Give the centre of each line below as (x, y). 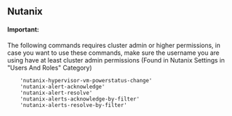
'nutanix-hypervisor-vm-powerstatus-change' (86, 80)
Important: (23, 29)
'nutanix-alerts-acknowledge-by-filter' (80, 99)
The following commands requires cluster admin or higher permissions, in (114, 45)
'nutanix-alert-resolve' (56, 93)
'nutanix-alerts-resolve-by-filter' (74, 105)
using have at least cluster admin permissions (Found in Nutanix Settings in (116, 60)
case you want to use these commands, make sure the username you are (114, 53)
